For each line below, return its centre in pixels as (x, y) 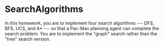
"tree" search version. (28, 39)
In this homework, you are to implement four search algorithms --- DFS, (79, 23)
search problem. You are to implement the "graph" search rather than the (81, 33)
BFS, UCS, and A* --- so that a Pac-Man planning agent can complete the (82, 28)
